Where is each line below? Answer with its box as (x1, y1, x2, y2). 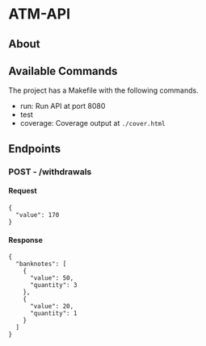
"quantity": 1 (29, 310, 78, 318)
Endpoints (8, 142, 61, 156)
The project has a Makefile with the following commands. (8, 85, 200, 95)
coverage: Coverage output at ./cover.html (19, 119, 166, 128)
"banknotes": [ (15, 260, 67, 269)
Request (8, 186, 38, 196)
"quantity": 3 (29, 281, 78, 290)
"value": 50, (29, 274, 74, 282)
